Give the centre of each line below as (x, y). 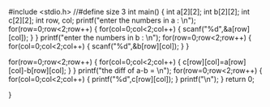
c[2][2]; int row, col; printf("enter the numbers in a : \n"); (102, 20)
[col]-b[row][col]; (37, 71)
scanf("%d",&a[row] (216, 29)
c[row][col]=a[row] (214, 62)
